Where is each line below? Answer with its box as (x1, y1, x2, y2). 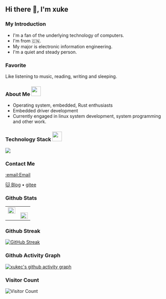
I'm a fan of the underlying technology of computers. (12, 32, 124, 38)
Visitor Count (5, 276, 39, 284)
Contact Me (5, 160, 35, 167)
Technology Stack (5, 136, 52, 143)
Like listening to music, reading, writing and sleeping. (5, 73, 117, 79)
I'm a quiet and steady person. (12, 49, 77, 55)
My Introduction (5, 21, 46, 28)
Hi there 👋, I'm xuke (5, 5, 68, 14)
